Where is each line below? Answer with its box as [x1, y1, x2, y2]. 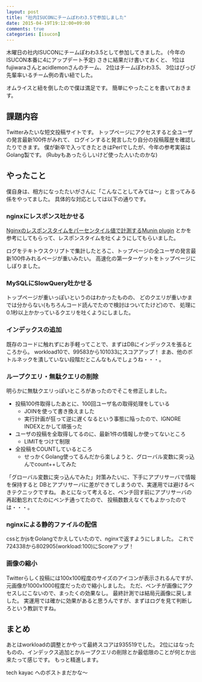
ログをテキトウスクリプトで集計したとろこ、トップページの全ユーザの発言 [6, 248, 191, 255]
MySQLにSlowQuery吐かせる [6, 279, 92, 287]
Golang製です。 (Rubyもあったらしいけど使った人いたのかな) [6, 151, 158, 158]
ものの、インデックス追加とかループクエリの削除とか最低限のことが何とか [6, 649, 191, 656]
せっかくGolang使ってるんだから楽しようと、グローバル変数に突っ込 [24, 453, 195, 460]
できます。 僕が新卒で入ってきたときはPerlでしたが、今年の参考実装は [16, 143, 191, 151]
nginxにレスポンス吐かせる [6, 212, 85, 220]
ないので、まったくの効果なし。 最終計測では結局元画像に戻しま [32, 589, 192, 597]
